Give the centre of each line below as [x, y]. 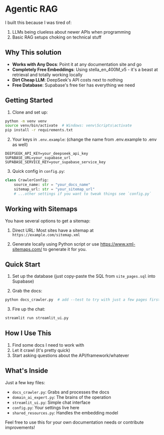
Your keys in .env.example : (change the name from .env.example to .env [84, 140]
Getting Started [29, 100]
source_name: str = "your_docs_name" [52, 185]
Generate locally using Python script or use [55, 244]
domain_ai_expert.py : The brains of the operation [61, 397]
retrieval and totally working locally [47, 75]
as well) [20, 145]
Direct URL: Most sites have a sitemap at [53, 230]
